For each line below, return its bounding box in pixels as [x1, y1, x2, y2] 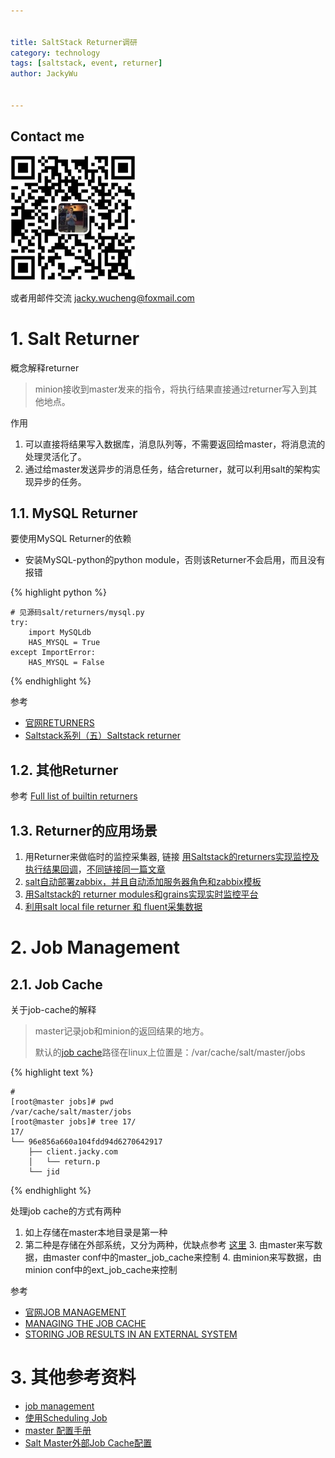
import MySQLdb [28, 628, 92, 638]
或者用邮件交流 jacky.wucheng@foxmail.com [10, 291, 195, 304]
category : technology [10, 48, 101, 58]
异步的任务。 [33, 475, 87, 487]
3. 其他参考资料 [10, 1366, 137, 1389]
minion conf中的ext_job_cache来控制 [24, 1263, 178, 1275]
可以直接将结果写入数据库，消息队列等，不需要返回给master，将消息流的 [24, 438, 326, 450]
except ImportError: [10, 648, 97, 658]
